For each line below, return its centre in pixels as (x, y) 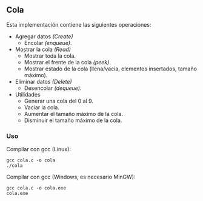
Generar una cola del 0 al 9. (59, 101)
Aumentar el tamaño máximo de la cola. (73, 114)
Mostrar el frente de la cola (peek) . (67, 62)
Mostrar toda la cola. (50, 56)
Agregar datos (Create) (44, 36)
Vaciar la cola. (42, 107)
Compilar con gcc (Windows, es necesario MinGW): (71, 177)
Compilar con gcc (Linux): (39, 149)
